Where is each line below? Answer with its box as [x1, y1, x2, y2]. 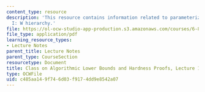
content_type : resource [6, 8, 67, 15]
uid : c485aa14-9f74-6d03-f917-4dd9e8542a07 [6, 76, 119, 82]
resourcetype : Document [6, 59, 67, 65]
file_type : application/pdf [6, 31, 78, 38]
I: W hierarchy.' [12, 20, 56, 26]
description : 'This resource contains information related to [6, 15, 168, 21]
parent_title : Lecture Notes [6, 48, 81, 54]
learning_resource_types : [6, 37, 72, 43]
